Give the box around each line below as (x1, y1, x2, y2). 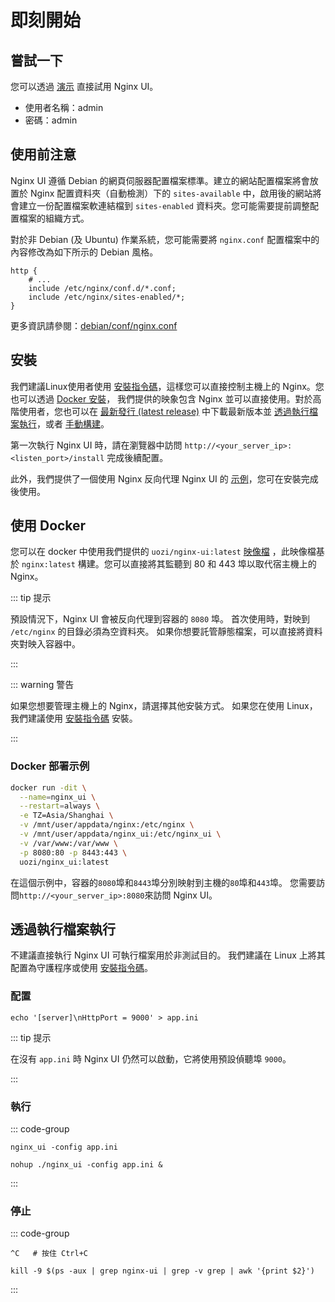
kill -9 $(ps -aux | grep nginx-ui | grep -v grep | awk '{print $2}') (10, 1266, 315, 1276)
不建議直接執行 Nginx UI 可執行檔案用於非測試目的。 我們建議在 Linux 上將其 (10, 949, 326, 961)
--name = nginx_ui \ (19, 792, 97, 802)
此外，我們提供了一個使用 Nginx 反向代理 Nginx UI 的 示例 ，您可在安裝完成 (10, 472, 319, 485)
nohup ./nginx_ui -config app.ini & (10, 1160, 163, 1170)
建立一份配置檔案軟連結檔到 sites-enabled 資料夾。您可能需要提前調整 (18, 199, 310, 211)
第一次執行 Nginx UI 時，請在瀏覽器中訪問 (10, 439, 183, 451)
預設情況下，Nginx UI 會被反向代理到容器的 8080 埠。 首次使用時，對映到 (10, 613, 310, 625)
